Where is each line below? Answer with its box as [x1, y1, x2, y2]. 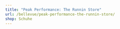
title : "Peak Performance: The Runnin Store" [5, 7, 101, 12]
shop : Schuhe [5, 16, 32, 21]
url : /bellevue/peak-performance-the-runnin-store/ [5, 12, 115, 17]
